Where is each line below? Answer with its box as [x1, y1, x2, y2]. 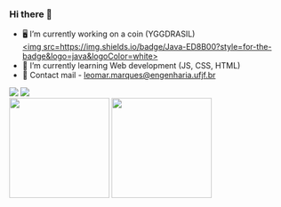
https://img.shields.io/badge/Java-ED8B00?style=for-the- [59, 42, 272, 52]
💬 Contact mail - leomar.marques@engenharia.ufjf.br [21, 70, 216, 81]
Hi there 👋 [9, 8, 53, 20]
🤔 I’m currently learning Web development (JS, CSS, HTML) [21, 60, 241, 71]
